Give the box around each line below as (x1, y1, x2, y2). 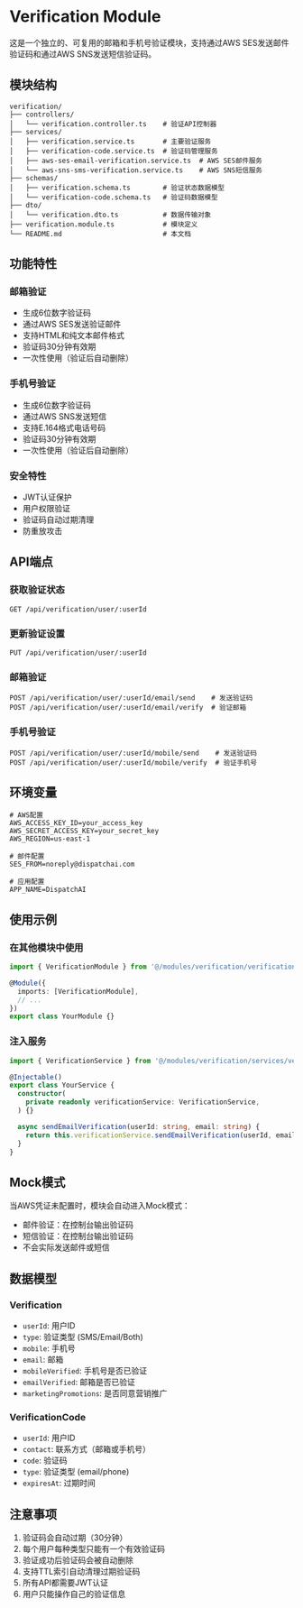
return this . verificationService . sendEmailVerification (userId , (25, 1130, 272, 1140)
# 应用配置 (9, 878, 45, 887)
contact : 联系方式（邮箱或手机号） (22, 1444, 151, 1455)
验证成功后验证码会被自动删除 (22, 1555, 133, 1566)
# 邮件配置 (9, 852, 45, 861)
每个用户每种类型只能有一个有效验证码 (22, 1544, 165, 1555)
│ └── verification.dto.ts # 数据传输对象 (9, 210, 212, 219)
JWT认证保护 (22, 492, 72, 502)
